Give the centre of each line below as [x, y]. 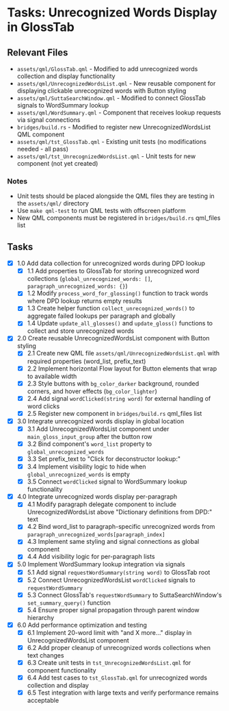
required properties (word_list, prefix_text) [86, 361]
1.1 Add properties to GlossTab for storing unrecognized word [113, 271]
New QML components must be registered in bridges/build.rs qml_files [119, 218]
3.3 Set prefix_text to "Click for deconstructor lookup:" [104, 459]
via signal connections [49, 120]
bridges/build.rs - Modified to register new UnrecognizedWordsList [114, 127]
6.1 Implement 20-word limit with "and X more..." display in [109, 632]
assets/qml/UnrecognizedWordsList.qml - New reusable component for [116, 83]
